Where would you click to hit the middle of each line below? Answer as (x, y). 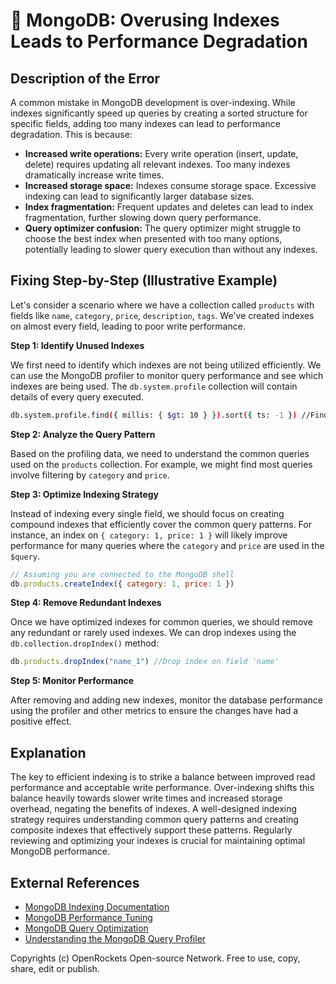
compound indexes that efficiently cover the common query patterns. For (161, 524)
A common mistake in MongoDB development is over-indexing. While (153, 102)
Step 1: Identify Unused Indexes (77, 345)
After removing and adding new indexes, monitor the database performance (166, 700)
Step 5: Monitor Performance (72, 681)
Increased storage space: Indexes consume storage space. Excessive (170, 185)
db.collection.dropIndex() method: (85, 643)
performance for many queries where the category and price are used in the (167, 545)
